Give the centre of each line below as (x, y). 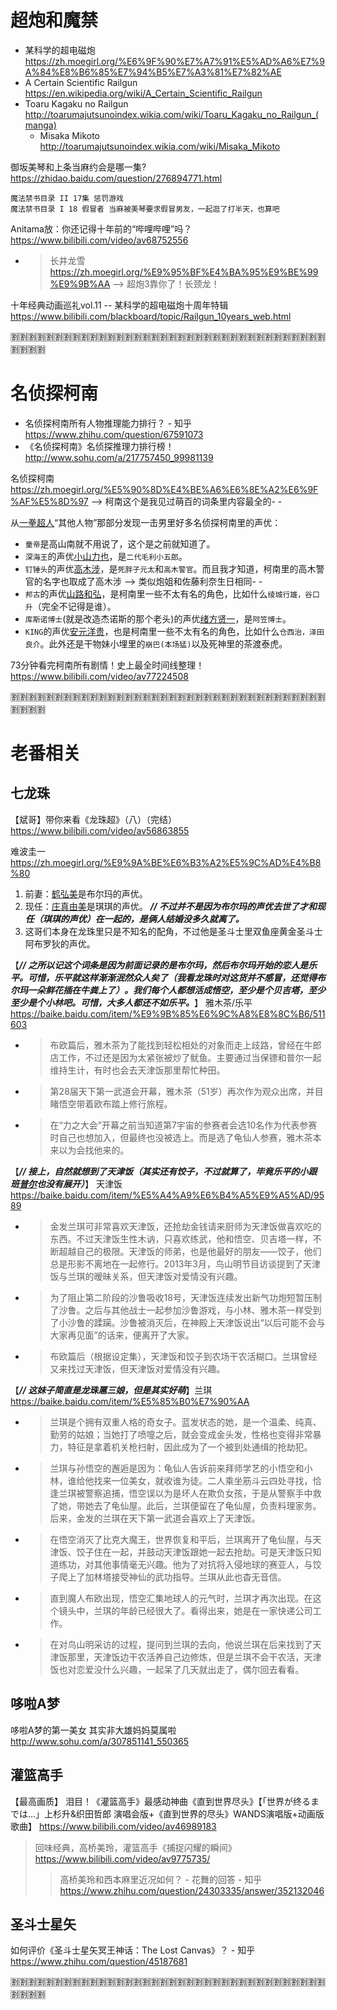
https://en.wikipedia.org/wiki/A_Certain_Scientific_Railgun (143, 93)
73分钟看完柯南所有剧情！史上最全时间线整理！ (107, 665)
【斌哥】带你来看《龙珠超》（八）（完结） (93, 819)
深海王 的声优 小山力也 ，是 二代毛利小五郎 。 (106, 556)
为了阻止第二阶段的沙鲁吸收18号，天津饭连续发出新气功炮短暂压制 (185, 1297)
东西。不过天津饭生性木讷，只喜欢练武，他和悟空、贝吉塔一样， (181, 1238)
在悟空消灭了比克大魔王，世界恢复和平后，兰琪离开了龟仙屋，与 (181, 1539)
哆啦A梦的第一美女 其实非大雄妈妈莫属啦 (93, 1730)
